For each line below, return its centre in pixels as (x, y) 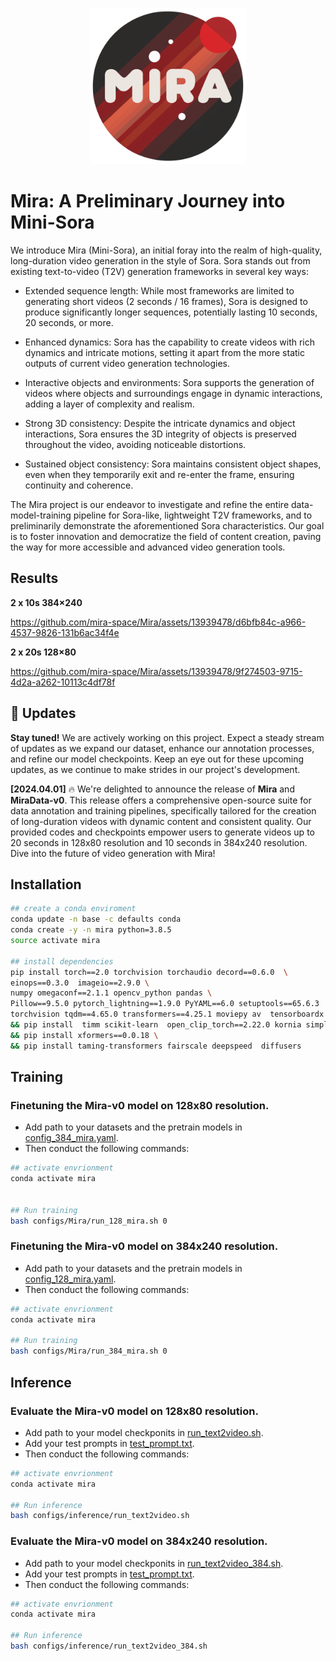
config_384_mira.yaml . (71, 1138)
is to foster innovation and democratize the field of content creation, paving (166, 536)
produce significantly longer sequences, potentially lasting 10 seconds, (171, 312)
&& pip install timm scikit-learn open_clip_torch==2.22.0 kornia (156, 1025)
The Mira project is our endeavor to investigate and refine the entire (150, 504)
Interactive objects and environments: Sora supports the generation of (169, 382)
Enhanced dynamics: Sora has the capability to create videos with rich (170, 342)
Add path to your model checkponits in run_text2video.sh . (144, 1432)
